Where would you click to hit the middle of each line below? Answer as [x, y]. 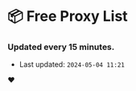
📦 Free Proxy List [68, 17]
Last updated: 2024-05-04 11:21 [72, 64]
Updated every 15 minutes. [61, 48]
